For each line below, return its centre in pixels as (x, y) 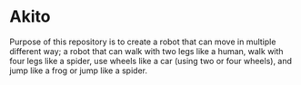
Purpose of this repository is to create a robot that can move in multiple (143, 42)
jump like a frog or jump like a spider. (79, 71)
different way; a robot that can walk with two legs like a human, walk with (146, 51)
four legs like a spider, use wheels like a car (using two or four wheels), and (151, 61)
